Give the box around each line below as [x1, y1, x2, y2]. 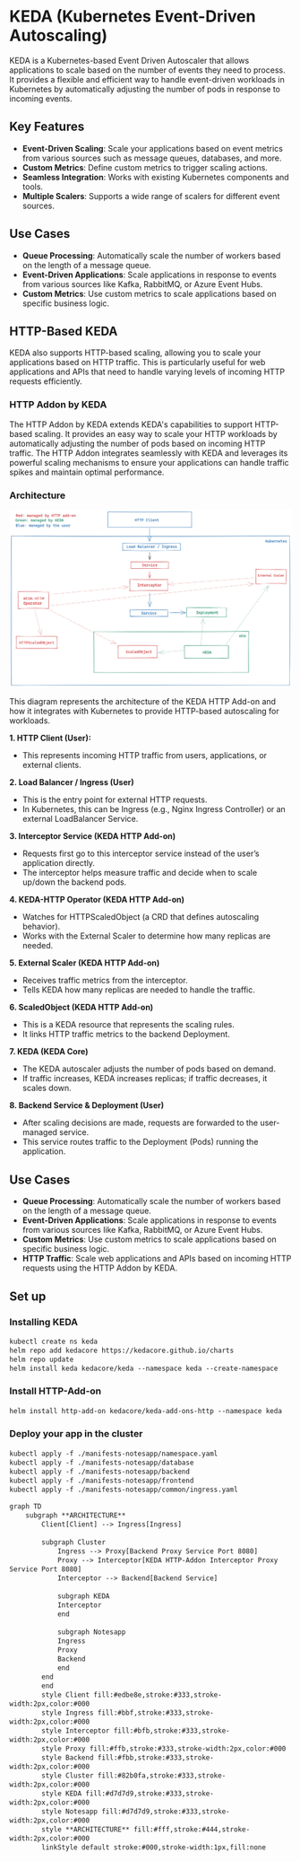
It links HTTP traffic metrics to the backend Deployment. [21, 1029, 230, 1040]
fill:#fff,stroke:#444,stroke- [133, 1824, 251, 1834]
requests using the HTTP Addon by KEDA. [21, 1263, 177, 1273]
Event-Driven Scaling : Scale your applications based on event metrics [21, 143, 284, 153]
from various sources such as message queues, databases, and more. [21, 153, 282, 163]
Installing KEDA [9, 1315, 79, 1328]
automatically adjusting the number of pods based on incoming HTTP [9, 438, 266, 449]
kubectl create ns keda [9, 1337, 99, 1346]
